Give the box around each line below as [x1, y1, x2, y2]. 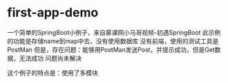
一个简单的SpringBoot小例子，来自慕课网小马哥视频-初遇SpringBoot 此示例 [7, 28, 221, 36]
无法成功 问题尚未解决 [19, 54, 82, 62]
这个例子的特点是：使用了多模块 [7, 69, 98, 77]
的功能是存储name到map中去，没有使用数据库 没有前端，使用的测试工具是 [7, 36, 219, 45]
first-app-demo [7, 5, 99, 21]
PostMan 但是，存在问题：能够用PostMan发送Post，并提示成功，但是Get [7, 45, 216, 54]
